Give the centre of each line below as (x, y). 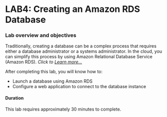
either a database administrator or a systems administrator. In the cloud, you (84, 51)
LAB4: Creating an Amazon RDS (73, 9)
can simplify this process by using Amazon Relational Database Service (79, 57)
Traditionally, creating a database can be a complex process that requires (81, 46)
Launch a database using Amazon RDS (52, 81)
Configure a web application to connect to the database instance (79, 87)
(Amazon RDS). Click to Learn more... (44, 62)
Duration (14, 98)
